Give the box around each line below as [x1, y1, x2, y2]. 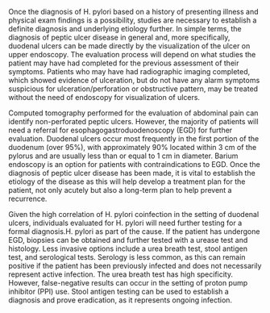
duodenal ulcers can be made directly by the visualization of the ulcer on [8, 41, 251, 51]
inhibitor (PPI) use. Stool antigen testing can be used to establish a [8, 286, 230, 296]
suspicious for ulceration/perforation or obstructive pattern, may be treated [8, 84, 259, 94]
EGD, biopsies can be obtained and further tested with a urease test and [8, 236, 248, 244]
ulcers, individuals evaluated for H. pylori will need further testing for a [8, 218, 243, 227]
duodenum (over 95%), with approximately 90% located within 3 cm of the [8, 143, 257, 152]
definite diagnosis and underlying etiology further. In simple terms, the [8, 24, 242, 33]
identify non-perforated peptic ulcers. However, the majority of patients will [8, 117, 260, 126]
